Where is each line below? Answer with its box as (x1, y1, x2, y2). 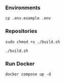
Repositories (5, 28, 38, 35)
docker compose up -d (5, 71, 51, 77)
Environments (5, 4, 41, 11)
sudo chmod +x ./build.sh (5, 39, 60, 45)
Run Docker (5, 60, 35, 67)
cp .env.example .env (5, 16, 51, 21)
